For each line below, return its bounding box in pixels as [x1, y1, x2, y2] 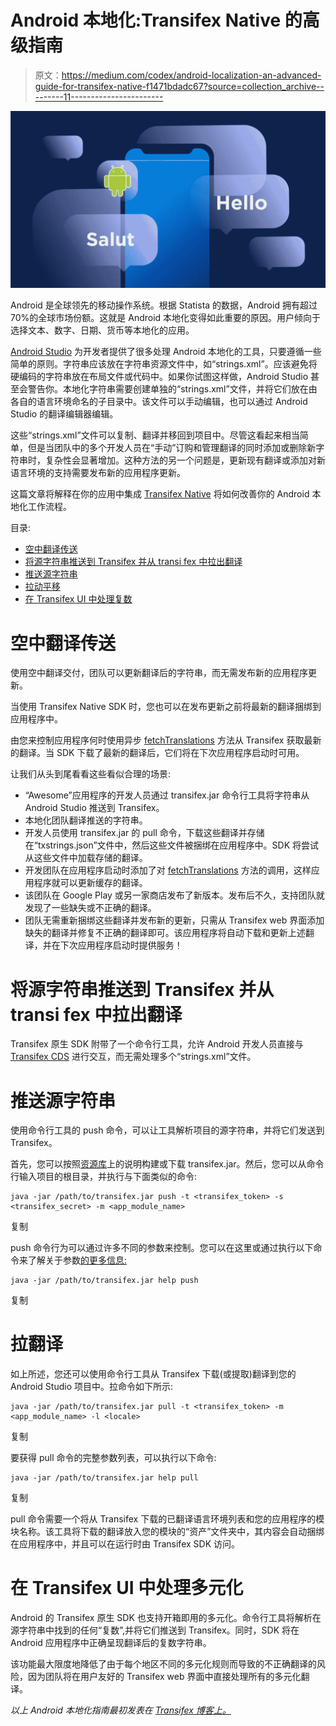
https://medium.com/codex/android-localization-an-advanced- [61, 69, 322, 81]
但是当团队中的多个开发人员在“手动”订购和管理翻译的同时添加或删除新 [27, 442, 317, 454]
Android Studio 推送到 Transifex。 [24, 802, 165, 814]
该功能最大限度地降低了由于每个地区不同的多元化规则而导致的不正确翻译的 [10, 1658, 317, 1670]
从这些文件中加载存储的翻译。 [24, 852, 148, 864]
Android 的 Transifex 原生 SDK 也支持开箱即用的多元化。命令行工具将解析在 [10, 1612, 322, 1624]
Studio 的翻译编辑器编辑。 [10, 408, 119, 420]
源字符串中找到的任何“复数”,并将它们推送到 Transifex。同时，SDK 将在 [10, 1624, 300, 1636]
